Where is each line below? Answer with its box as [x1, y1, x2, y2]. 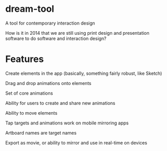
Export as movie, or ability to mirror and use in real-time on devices [5, 139, 148, 146]
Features [5, 53, 44, 65]
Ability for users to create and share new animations [5, 100, 115, 106]
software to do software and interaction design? [5, 35, 107, 41]
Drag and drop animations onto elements [5, 80, 92, 86]
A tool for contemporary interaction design [5, 20, 95, 26]
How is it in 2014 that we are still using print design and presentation [5, 30, 150, 36]
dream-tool [5, 3, 55, 15]
